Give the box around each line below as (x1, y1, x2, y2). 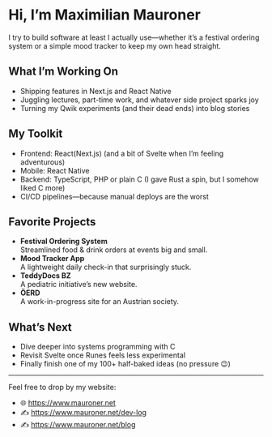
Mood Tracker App (19, 254, 85, 263)
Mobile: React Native (19, 165, 90, 175)
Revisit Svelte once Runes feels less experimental (19, 350, 186, 360)
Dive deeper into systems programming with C (19, 342, 176, 352)
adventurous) (19, 156, 66, 167)
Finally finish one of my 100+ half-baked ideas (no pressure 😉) (19, 359, 231, 369)
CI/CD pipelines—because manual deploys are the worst (19, 191, 209, 201)
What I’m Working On (8, 65, 119, 79)
